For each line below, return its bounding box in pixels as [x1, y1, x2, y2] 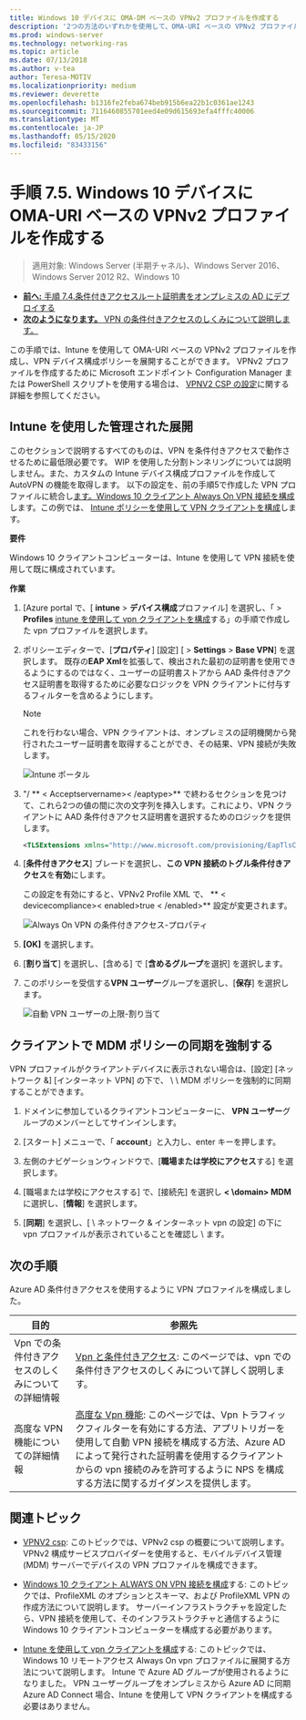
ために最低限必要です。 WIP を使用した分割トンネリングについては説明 [25, 456, 291, 467]
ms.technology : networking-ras [9, 38, 128, 48]
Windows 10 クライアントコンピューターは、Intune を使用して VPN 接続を [9, 552, 287, 563]
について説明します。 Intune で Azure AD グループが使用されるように [30, 1666, 290, 1677]
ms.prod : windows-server [9, 30, 104, 39]
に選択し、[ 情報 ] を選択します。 [22, 1198, 143, 1209]
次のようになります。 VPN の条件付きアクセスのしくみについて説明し [22, 313, 282, 324]
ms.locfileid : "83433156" [9, 140, 107, 149]
